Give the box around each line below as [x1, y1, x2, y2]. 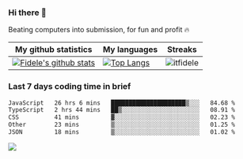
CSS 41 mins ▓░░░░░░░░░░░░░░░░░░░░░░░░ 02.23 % [8, 113, 236, 121]
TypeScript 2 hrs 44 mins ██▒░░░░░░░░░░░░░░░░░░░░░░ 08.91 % [8, 106, 236, 114]
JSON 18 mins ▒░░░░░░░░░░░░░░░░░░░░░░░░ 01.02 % [8, 128, 236, 136]
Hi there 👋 [8, 7, 47, 18]
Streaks [167, 44, 197, 55]
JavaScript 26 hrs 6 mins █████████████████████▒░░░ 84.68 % [8, 98, 236, 107]
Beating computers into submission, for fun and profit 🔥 [8, 25, 190, 35]
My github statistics [14, 44, 93, 55]
